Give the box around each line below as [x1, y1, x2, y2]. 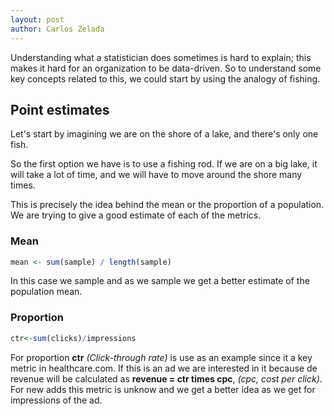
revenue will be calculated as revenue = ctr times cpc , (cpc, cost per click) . [10, 372, 323, 385]
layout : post [10, 14, 65, 25]
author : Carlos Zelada [10, 24, 105, 34]
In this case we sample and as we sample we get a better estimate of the [10, 275, 310, 287]
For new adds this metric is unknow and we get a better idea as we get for [10, 383, 316, 395]
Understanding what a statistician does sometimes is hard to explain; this [10, 51, 312, 63]
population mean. [10, 286, 83, 298]
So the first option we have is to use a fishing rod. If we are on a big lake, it [10, 158, 318, 170]
